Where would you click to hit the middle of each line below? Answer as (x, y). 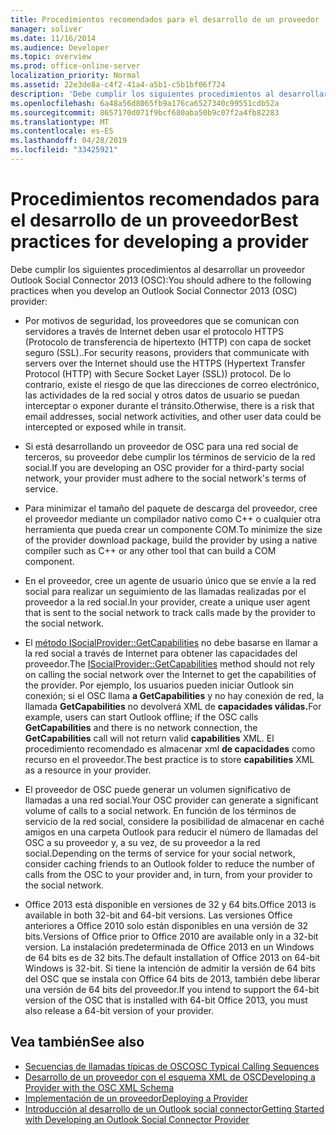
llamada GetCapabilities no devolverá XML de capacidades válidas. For (173, 706)
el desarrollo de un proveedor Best (154, 220)
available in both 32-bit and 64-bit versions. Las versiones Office (158, 915)
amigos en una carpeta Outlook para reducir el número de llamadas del (171, 832)
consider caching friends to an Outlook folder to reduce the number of (169, 863)
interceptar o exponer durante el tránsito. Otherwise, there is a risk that (169, 405)
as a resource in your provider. (88, 770)
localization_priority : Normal (75, 76)
